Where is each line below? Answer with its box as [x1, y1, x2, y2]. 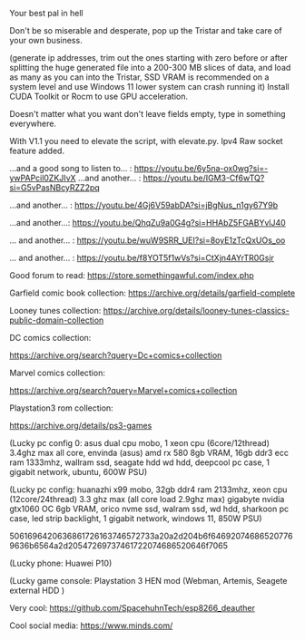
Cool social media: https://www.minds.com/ [9, 620, 173, 631]
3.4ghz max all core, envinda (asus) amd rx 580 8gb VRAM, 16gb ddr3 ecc [9, 448, 289, 458]
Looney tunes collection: [9, 305, 102, 315]
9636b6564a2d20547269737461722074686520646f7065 [9, 540, 229, 551]
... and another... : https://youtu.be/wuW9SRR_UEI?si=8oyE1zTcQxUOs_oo [9, 235, 286, 246]
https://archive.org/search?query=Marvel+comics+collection [9, 385, 238, 395]
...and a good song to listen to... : [9, 163, 133, 173]
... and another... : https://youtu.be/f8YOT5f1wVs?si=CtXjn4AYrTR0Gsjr [9, 253, 275, 263]
